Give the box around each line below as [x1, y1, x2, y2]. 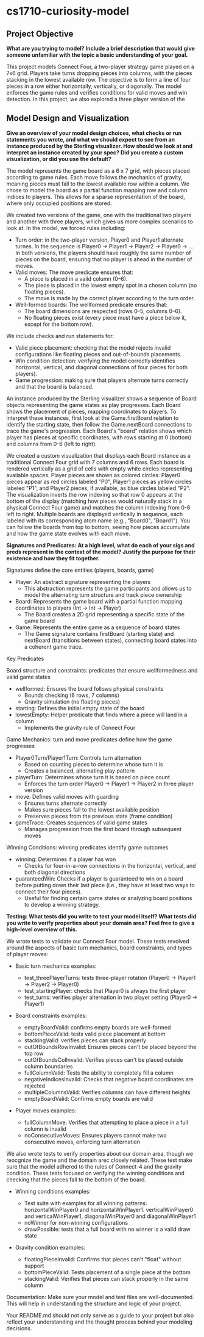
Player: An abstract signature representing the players [15, 578, 151, 585]
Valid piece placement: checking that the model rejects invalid [15, 344, 171, 351]
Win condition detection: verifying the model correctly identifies [15, 357, 175, 364]
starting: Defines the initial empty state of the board [15, 704, 145, 712]
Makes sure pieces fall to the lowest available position [24, 805, 160, 813]
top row [24, 1050, 44, 1057]
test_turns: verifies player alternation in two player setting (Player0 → [24, 993, 198, 1001]
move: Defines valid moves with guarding [15, 793, 119, 800]
